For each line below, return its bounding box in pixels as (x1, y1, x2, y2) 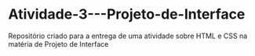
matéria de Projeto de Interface (8, 39, 109, 48)
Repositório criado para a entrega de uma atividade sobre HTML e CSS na (8, 31, 248, 40)
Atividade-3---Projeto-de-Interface (8, 5, 246, 23)
